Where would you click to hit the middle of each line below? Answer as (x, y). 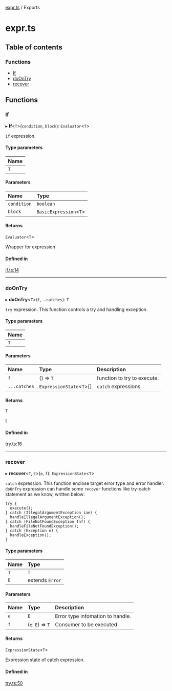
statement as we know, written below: (45, 494)
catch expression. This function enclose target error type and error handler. (85, 483)
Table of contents (34, 47)
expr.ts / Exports (23, 7)
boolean (46, 204)
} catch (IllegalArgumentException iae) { (51, 513)
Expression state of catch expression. (45, 660)
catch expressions (119, 387)
